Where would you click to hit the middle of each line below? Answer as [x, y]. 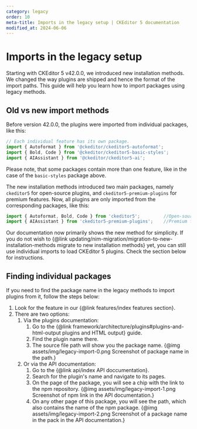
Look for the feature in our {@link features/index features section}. [95, 308]
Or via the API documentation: [60, 364]
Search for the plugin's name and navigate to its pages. [99, 377]
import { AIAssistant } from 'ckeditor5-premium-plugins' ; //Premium [97, 222]
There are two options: [42, 314]
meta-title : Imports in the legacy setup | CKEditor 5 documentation [93, 22]
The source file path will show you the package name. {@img [106, 345]
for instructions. [25, 258]
